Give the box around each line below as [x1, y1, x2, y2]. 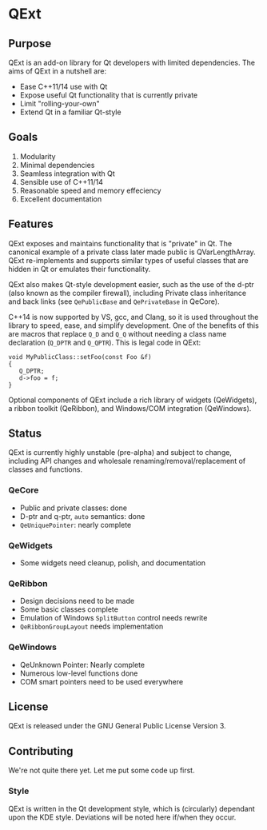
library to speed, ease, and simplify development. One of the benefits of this [8, 321, 260, 330]
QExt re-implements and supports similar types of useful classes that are [8, 255, 249, 265]
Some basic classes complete [19, 605, 118, 614]
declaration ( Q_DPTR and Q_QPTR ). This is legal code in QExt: [8, 337, 201, 347]
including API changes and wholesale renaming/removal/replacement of [8, 457, 246, 466]
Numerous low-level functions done [19, 668, 138, 678]
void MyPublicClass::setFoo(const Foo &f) [8, 353, 152, 361]
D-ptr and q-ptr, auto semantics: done [19, 511, 145, 521]
